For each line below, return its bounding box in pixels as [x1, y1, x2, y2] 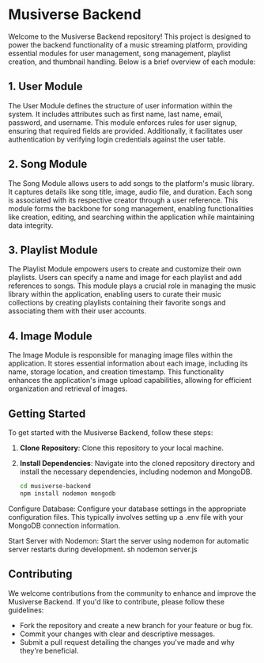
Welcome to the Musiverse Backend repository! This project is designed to [8, 32, 251, 41]
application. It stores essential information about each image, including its [8, 358, 248, 369]
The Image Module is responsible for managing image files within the [8, 350, 233, 360]
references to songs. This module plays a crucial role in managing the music [8, 281, 257, 290]
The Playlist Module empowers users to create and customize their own [8, 264, 242, 274]
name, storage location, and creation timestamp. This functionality [8, 367, 224, 377]
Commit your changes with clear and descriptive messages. [19, 629, 216, 638]
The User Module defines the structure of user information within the [8, 100, 233, 110]
